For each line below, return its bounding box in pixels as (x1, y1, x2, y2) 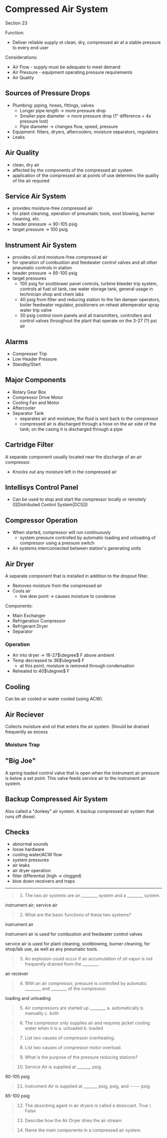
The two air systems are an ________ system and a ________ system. (24, 893, 161, 899)
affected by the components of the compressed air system (12, 167, 133, 173)
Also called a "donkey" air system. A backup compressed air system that (5, 808, 154, 814)
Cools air (12, 588, 31, 594)
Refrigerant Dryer (12, 623, 49, 629)
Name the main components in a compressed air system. (24, 1127, 142, 1133)
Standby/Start (12, 362, 41, 367)
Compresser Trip (12, 351, 47, 357)
